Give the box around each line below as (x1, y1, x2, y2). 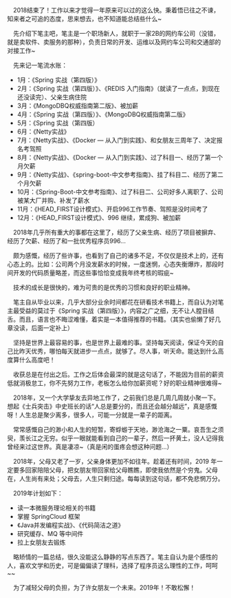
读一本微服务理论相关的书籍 (16, 504, 96, 512)
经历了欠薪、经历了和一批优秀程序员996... (7, 237, 126, 245)
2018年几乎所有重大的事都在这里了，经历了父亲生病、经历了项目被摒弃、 (13, 228, 220, 236)
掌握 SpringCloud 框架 (16, 513, 80, 520)
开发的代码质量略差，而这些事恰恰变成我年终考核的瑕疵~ (12, 269, 174, 277)
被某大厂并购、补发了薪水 (16, 196, 90, 205)
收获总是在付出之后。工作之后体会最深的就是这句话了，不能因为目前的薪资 (13, 371, 224, 378)
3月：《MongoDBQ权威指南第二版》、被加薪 (16, 102, 139, 110)
